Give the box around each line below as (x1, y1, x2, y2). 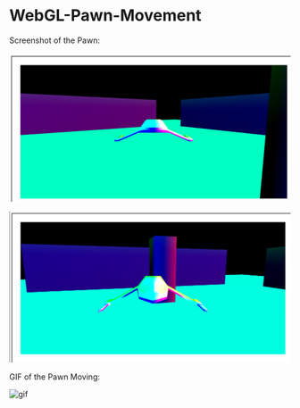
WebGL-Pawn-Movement (9, 5, 203, 26)
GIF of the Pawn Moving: (9, 371, 101, 382)
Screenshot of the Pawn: (9, 35, 101, 46)
